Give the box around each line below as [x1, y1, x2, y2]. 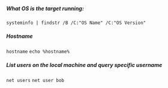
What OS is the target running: [6, 5, 84, 12]
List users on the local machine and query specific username [6, 61, 163, 68]
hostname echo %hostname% [6, 48, 70, 54]
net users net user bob [6, 77, 65, 83]
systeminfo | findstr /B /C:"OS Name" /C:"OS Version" [6, 20, 146, 26]
